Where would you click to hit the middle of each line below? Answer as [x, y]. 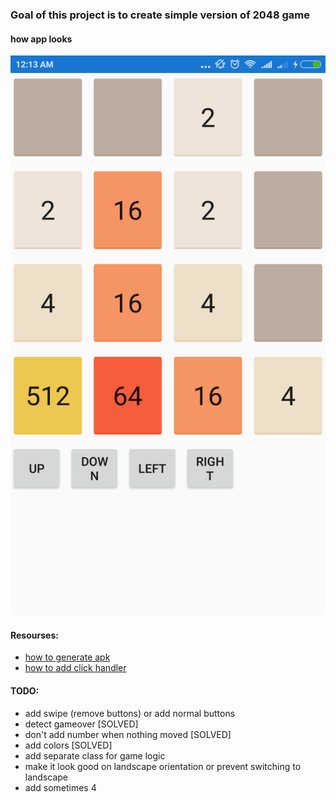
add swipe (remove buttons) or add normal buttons [130, 713]
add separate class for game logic [95, 755]
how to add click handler [75, 668]
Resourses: [34, 635]
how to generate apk [67, 657]
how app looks [41, 39]
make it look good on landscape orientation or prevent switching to [163, 766]
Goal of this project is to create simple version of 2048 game [160, 15]
